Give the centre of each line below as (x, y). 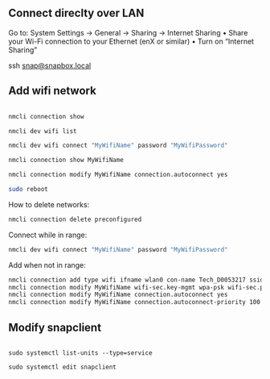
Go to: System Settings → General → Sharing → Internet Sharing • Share (128, 32)
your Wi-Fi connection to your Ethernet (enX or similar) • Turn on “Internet (131, 41)
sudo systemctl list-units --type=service (80, 353)
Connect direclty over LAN (76, 13)
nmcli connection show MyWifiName (66, 160)
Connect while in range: (48, 235)
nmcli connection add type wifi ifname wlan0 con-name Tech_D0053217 (127, 280)
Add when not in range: (47, 264)
